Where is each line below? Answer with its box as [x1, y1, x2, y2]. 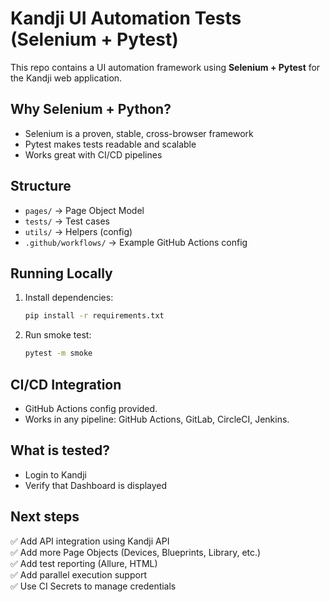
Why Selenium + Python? [10, 101, 172, 118]
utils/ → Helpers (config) [24, 225, 133, 237]
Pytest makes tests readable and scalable [24, 138, 197, 150]
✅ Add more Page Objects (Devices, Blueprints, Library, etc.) [10, 546, 262, 558]
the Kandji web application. [10, 72, 123, 84]
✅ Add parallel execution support [10, 568, 147, 581]
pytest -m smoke [24, 348, 93, 359]
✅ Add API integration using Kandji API [10, 535, 170, 547]
